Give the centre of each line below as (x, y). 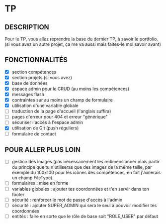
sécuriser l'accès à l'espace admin (47, 122)
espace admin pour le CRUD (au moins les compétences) (71, 89)
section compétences (34, 72)
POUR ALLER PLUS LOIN (42, 150)
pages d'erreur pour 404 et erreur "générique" (60, 117)
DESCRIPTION (27, 27)
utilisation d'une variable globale (45, 106)
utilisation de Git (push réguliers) (45, 128)
